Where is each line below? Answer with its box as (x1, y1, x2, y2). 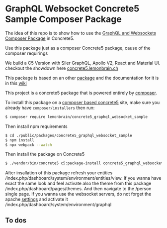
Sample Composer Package (5, 13, 122, 25)
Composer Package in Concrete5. (5, 35, 75, 41)
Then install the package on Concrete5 (5, 151, 85, 157)
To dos (5, 216, 27, 225)
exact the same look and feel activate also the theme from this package (5, 180, 152, 187)
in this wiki (5, 80, 27, 86)
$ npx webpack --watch (5, 142, 52, 147)
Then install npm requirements (5, 123, 68, 129)
